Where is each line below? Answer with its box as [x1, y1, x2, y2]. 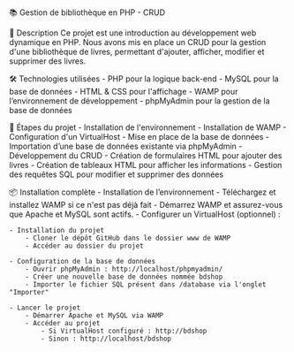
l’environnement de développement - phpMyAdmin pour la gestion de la [9, 96, 271, 106]
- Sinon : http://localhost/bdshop [41, 334, 172, 343]
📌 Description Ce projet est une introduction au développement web [9, 27, 257, 38]
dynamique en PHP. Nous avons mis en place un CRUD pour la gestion [9, 37, 267, 47]
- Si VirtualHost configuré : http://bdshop [41, 326, 207, 335]
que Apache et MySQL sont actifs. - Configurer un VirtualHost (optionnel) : [9, 209, 281, 219]
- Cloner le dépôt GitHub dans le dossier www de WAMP [25, 233, 231, 242]
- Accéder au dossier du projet [25, 241, 144, 250]
